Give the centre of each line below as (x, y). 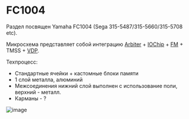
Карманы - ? (30, 98)
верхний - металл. (38, 92)
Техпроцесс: (22, 62)
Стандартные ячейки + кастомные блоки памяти (76, 73)
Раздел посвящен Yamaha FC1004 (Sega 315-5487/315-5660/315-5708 (94, 27)
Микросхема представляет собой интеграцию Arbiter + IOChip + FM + (95, 44)
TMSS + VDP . (23, 50)
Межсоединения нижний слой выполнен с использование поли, (96, 85)
